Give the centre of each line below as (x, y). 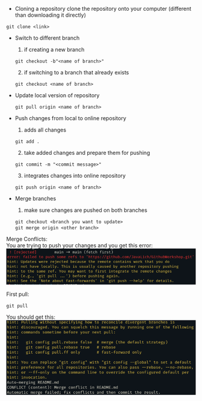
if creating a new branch (54, 50)
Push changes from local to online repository (70, 118)
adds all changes (45, 130)
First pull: (18, 294)
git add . (27, 142)
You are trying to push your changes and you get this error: (80, 245)
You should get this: (31, 317)
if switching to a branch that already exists (76, 72)
